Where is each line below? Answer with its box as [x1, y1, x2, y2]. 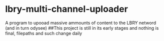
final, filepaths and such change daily [5, 30, 82, 36]
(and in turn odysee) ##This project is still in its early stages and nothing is [5, 25, 159, 31]
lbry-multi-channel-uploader [5, 3, 128, 15]
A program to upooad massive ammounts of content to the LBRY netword [5, 20, 156, 26]
